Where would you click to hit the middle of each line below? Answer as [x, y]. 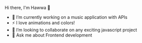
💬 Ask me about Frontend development [52, 35]
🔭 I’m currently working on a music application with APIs [70, 17]
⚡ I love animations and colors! [43, 23]
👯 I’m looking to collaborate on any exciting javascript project [74, 30]
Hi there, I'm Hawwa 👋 [28, 8]
